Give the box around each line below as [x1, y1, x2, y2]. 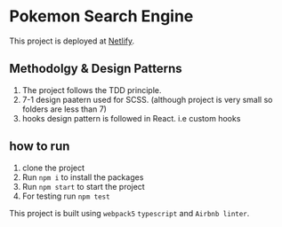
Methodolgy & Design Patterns [9, 61, 182, 76]
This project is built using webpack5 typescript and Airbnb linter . [9, 207, 250, 218]
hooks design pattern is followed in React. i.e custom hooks [21, 113, 241, 123]
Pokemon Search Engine [9, 6, 194, 27]
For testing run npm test [21, 191, 110, 201]
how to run [9, 139, 70, 154]
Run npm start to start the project [21, 181, 145, 192]
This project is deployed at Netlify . [9, 35, 135, 46]
